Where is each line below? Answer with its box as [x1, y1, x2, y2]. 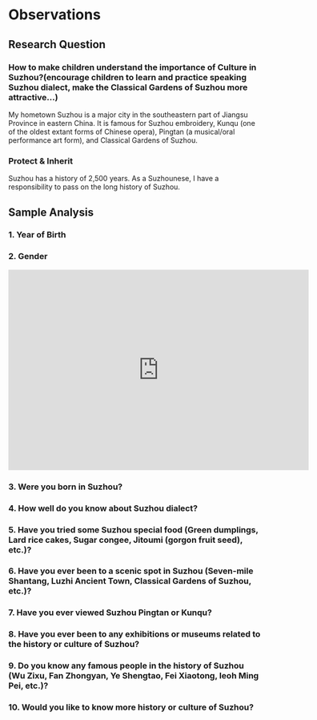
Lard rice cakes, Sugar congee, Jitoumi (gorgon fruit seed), [8, 534, 243, 545]
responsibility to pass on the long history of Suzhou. [8, 182, 180, 192]
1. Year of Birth [8, 229, 66, 241]
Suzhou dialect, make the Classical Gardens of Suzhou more [8, 82, 248, 93]
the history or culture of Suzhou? [8, 639, 140, 650]
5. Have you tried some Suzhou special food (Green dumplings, [8, 524, 259, 535]
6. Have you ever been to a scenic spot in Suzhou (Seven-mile [8, 565, 254, 576]
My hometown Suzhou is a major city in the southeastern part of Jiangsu [8, 110, 248, 119]
